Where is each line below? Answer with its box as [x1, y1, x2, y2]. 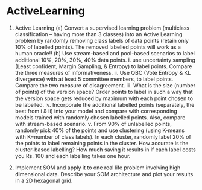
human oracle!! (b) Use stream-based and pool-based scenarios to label [14, 49, 195, 57]
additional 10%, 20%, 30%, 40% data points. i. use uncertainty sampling [14, 56, 196, 63]
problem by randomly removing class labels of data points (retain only [14, 37, 189, 44]
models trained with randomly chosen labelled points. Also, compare [14, 113, 186, 121]
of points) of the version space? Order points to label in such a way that [14, 88, 193, 95]
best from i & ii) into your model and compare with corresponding [14, 107, 178, 115]
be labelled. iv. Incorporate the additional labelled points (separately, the [14, 101, 195, 108]
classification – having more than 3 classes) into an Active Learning [14, 30, 183, 37]
